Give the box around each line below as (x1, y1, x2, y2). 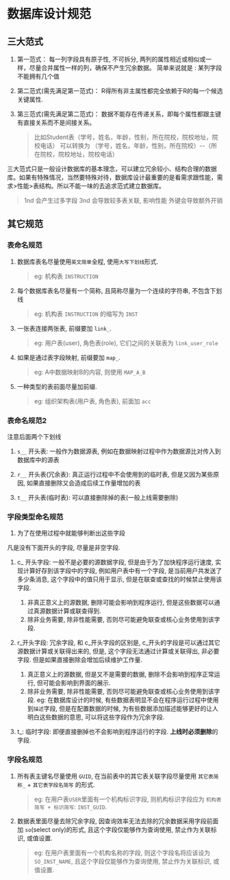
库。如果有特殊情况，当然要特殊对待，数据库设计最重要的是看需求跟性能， (7, 173, 217, 181)
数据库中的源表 (16, 455, 60, 464)
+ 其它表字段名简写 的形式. (27, 780, 96, 788)
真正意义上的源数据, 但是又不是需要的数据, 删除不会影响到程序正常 (27, 670, 214, 679)
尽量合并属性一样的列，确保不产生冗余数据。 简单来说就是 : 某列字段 (29, 64, 222, 72)
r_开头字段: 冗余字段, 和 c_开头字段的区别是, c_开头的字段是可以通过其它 (16, 638, 221, 647)
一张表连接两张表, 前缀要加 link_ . (16, 324, 112, 332)
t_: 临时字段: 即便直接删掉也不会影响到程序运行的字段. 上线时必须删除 (16, 727, 212, 736)
